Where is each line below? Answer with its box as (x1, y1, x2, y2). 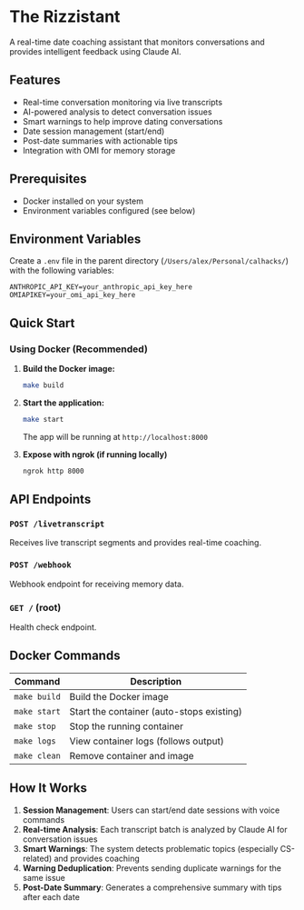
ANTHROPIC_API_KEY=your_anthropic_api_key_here (9, 283, 193, 292)
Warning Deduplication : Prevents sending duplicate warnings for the (22, 862, 281, 874)
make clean (14, 750, 61, 761)
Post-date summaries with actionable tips (22, 135, 179, 146)
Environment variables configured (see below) (22, 205, 196, 215)
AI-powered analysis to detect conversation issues (22, 106, 212, 117)
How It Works (9, 780, 88, 796)
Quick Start (9, 315, 75, 331)
